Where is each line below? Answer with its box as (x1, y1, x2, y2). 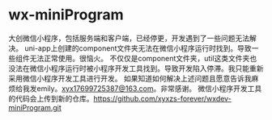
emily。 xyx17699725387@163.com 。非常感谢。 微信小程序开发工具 (36, 83, 262, 93)
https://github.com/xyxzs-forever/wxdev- (93, 93, 232, 103)
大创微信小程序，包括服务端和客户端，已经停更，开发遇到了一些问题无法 (8, 33, 249, 43)
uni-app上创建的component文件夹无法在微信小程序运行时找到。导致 (23, 43, 253, 53)
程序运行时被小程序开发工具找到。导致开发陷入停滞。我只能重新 (50, 63, 264, 73)
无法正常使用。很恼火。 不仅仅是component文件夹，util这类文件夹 (29, 53, 250, 63)
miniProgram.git (8, 102, 62, 112)
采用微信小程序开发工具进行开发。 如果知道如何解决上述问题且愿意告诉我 (8, 73, 252, 83)
